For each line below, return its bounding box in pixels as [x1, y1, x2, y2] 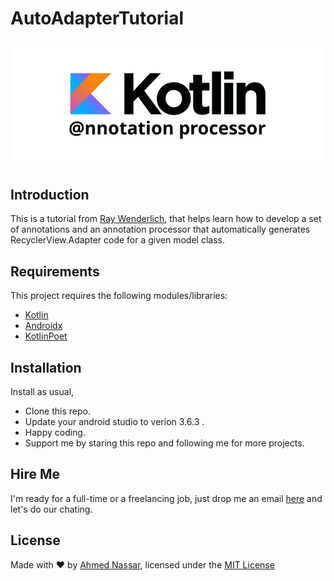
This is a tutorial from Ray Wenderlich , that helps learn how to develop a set [10, 213, 322, 225]
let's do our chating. [10, 503, 93, 515]
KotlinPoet [24, 330, 68, 342]
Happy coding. [24, 426, 86, 438]
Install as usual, [10, 385, 75, 397]
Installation [10, 359, 82, 376]
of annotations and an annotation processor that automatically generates [10, 223, 311, 236]
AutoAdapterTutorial [10, 7, 185, 30]
